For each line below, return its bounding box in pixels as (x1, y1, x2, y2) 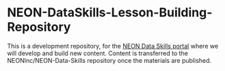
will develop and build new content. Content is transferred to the (7, 49, 188, 57)
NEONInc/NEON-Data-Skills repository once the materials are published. (7, 56, 212, 64)
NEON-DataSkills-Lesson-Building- (7, 5, 213, 20)
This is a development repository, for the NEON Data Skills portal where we (7, 42, 219, 50)
